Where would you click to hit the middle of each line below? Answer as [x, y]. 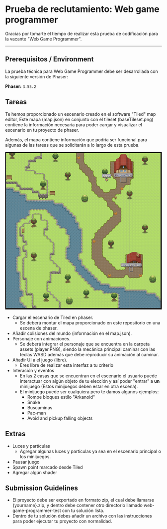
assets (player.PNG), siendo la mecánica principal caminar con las [87, 349]
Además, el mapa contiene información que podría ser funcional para [76, 139]
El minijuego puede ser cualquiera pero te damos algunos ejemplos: [89, 392]
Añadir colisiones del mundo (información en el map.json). [72, 333]
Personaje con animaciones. [41, 338]
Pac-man [37, 413]
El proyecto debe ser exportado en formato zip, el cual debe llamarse [83, 500]
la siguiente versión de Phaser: [37, 76]
